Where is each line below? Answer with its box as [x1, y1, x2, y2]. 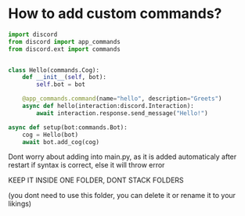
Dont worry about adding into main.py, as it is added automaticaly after [8, 152, 237, 161]
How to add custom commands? [8, 5, 222, 23]
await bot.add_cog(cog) [22, 138, 100, 146]
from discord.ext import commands [8, 45, 121, 53]
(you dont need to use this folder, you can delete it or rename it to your [8, 191, 236, 200]
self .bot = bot [36, 81, 86, 88]
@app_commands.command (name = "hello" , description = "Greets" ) [22, 95, 222, 103]
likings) [8, 199, 32, 208]
